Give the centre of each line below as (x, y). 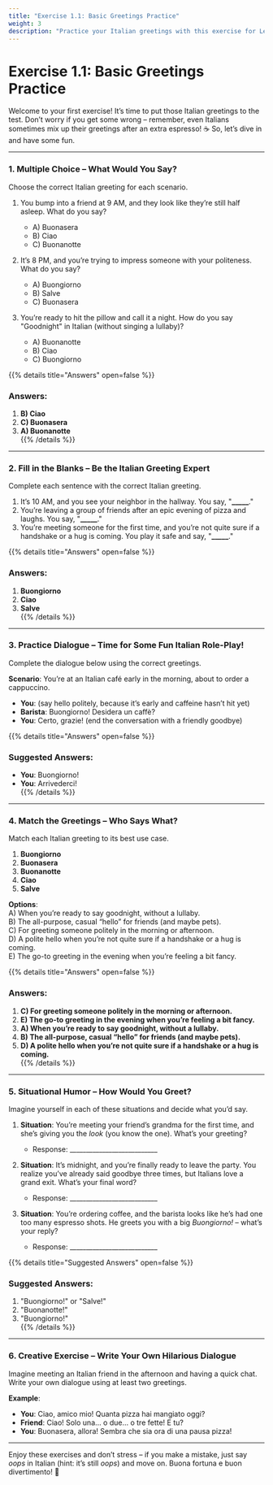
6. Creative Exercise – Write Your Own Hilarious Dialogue (123, 1356)
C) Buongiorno (57, 359)
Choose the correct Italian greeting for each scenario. (98, 187)
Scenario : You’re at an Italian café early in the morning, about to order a (129, 679)
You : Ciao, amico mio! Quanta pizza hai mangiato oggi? (113, 1413)
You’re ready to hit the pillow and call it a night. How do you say (126, 317)
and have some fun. (42, 141)
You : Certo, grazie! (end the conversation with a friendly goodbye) (131, 720)
